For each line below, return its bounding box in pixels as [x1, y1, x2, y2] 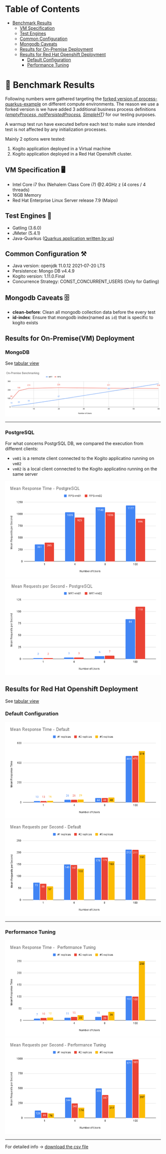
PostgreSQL [5, 429, 35, 436]
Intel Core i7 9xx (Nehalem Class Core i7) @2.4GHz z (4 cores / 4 [12, 181, 146, 187]
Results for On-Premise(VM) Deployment [5, 334, 135, 342]
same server [12, 471, 38, 477]
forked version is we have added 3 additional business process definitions [5, 106, 156, 112]
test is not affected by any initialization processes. [5, 126, 107, 132]
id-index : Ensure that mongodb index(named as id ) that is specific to [12, 315, 154, 321]
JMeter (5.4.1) [12, 230, 41, 236]
